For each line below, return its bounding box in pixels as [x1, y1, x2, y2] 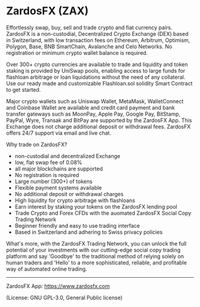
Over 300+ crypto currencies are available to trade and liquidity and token [6, 61, 188, 68]
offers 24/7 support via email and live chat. [6, 129, 111, 137]
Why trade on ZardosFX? [6, 141, 67, 148]
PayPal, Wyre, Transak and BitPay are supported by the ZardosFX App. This [6, 116, 192, 123]
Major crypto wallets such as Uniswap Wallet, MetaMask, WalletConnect [6, 97, 184, 105]
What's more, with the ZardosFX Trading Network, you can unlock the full [6, 240, 187, 247]
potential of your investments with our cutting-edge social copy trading [6, 246, 181, 253]
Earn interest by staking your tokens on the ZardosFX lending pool [14, 203, 177, 210]
